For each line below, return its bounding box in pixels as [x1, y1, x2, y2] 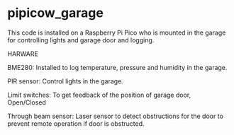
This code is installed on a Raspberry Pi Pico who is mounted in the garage [7, 28, 226, 37]
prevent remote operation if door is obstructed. [7, 119, 145, 128]
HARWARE [7, 49, 39, 58]
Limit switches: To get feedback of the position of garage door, [7, 90, 191, 99]
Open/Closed [7, 98, 46, 107]
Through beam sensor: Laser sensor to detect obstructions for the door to [7, 112, 223, 120]
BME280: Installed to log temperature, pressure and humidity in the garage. [7, 63, 228, 71]
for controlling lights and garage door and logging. [7, 35, 155, 44]
